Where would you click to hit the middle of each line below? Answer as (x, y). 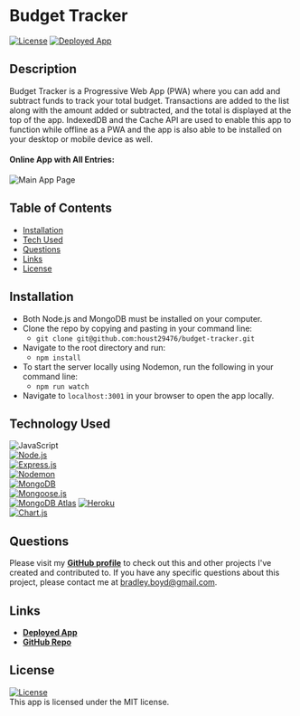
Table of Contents (61, 208)
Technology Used (60, 424)
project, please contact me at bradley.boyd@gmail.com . (113, 582)
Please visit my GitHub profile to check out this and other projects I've (141, 563)
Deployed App (50, 633)
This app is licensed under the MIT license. (89, 702)
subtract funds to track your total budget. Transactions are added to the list (150, 100)
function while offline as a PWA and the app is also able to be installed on (146, 129)
